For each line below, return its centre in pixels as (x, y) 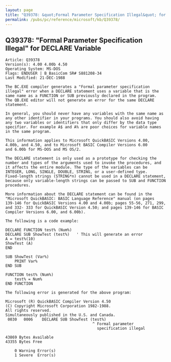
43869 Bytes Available (29, 337)
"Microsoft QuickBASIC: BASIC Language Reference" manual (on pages (80, 199)
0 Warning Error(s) (35, 351)
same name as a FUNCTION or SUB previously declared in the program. (81, 96)
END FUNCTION (19, 284)
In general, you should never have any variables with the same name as (84, 114)
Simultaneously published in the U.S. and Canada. (60, 315)
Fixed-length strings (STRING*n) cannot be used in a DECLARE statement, (86, 176)
